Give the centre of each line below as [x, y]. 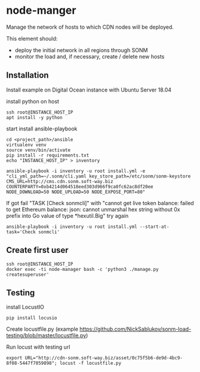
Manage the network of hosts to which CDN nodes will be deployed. [90, 27]
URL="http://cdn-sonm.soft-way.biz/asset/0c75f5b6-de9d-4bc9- [104, 358]
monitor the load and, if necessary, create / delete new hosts [90, 56]
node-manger [41, 10]
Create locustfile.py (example [42, 329]
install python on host [33, 101]
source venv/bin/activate [38, 150]
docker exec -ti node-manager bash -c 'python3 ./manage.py [83, 269]
